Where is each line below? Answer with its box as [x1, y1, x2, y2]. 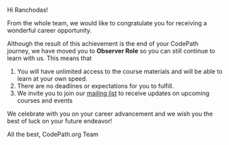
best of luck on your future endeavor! [7, 117, 113, 125]
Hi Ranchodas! [7, 6, 49, 14]
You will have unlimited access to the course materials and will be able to [16, 68, 223, 75]
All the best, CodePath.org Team [7, 130, 99, 138]
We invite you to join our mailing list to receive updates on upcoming [16, 89, 210, 97]
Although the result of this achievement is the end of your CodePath [7, 40, 199, 47]
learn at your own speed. [16, 75, 87, 83]
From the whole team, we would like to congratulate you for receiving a [7, 19, 207, 27]
